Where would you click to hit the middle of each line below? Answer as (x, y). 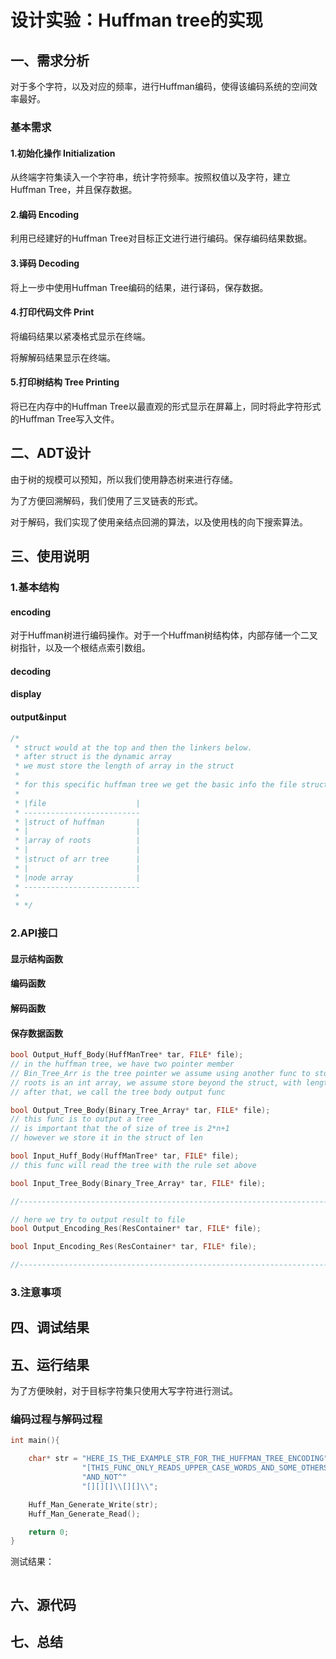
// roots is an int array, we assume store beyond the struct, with (156, 1082)
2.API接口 (34, 933)
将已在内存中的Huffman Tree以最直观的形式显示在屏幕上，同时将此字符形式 (166, 406)
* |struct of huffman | (77, 822)
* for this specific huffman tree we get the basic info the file (156, 785)
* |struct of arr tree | (77, 859)
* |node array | (77, 877)
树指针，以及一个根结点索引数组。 (80, 648)
